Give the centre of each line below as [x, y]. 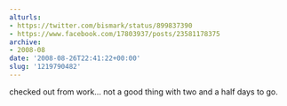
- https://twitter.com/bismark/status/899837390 [101, 26]
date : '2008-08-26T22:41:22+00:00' [75, 58]
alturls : [25, 17]
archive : [25, 42]
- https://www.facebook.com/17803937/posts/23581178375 [115, 34]
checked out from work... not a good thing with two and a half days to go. [143, 91]
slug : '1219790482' [45, 67]
